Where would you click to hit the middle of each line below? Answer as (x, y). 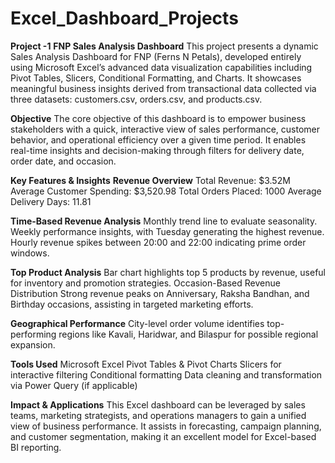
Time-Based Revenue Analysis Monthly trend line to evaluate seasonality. (164, 221)
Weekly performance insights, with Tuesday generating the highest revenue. (167, 231)
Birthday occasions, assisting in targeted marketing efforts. (132, 304)
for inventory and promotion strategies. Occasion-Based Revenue (145, 283)
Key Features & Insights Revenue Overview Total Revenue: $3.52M (150, 180)
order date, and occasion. (63, 161)
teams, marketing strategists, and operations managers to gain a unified (158, 415)
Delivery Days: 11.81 (51, 201)
